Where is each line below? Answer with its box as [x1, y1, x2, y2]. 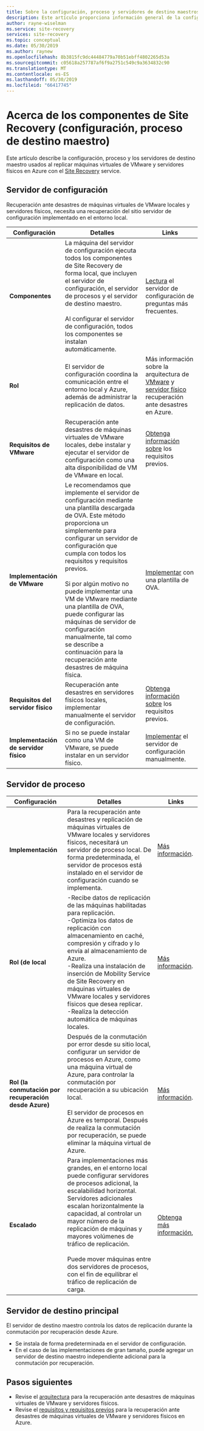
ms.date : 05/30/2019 [6, 43, 59, 49]
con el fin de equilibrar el [67, 1270, 138, 1279]
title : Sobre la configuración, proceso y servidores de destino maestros [6, 9, 200, 15]
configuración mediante [64, 496, 134, 504]
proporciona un [64, 519, 109, 527]
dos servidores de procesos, [67, 1262, 149, 1271]
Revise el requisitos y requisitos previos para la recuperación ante [15, 1406, 180, 1413]
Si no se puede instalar [64, 728, 131, 737]
